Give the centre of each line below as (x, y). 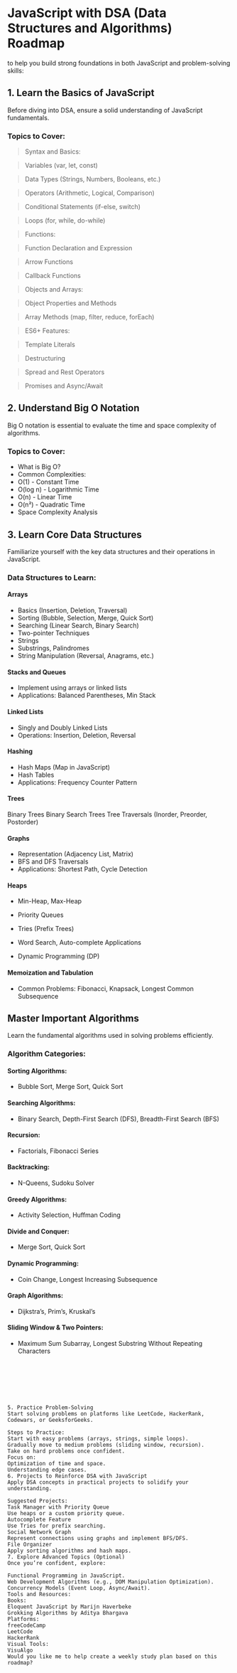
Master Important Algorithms (73, 1018)
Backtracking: (28, 1167)
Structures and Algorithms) (90, 28)
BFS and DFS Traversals (53, 861)
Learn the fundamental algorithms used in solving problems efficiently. (111, 1036)
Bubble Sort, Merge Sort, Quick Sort (70, 1087)
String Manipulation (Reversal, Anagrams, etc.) (86, 656)
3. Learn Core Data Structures (75, 535)
